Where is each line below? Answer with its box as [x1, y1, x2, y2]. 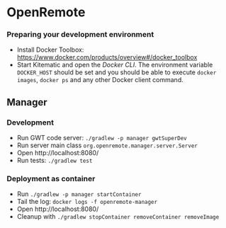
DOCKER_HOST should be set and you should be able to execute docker [16, 68, 217, 76]
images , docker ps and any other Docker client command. [16, 76, 183, 84]
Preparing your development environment [6, 30, 154, 40]
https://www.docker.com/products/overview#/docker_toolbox [16, 53, 198, 62]
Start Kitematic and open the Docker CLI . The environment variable [16, 61, 213, 69]
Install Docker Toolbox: [16, 45, 84, 54]
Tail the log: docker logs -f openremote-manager [16, 198, 157, 206]
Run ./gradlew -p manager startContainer [16, 190, 142, 198]
